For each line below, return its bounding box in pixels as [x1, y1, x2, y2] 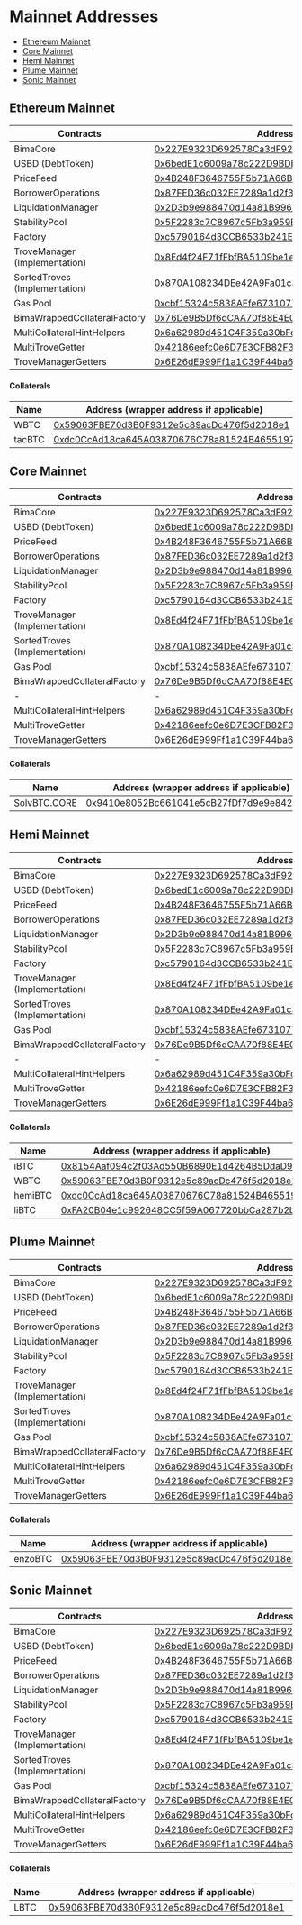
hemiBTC [13, 1189, 52, 1201]
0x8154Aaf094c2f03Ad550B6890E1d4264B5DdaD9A [60, 1160, 299, 1172]
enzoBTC [13, 1553, 53, 1565]
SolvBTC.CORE [13, 796, 78, 808]
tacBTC [13, 433, 45, 445]
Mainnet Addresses [9, 6, 159, 27]
